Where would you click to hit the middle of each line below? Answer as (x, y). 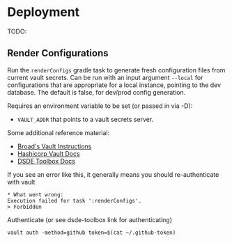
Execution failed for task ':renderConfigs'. (74, 201)
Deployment (44, 12)
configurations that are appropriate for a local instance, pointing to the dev (114, 85)
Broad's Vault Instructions (54, 146)
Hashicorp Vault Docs (48, 153)
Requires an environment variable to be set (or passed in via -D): (100, 106)
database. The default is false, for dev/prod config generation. (96, 92)
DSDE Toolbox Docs (46, 161)
